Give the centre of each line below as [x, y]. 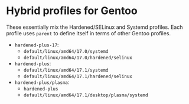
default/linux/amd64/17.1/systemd [66, 70]
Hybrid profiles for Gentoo [72, 11]
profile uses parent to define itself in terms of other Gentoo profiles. [89, 33]
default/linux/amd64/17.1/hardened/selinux [78, 76]
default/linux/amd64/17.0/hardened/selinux [78, 58]
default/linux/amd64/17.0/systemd [66, 51]
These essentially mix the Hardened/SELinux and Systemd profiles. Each [94, 27]
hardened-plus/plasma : [42, 82]
